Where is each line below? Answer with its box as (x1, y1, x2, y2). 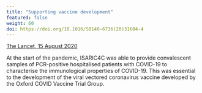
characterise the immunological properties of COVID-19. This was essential (6, 67, 196, 75)
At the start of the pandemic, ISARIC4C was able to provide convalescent (6, 54, 192, 61)
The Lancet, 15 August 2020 (6, 43, 78, 50)
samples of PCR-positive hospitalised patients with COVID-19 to (6, 61, 167, 68)
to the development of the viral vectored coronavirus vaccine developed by (6, 74, 196, 81)
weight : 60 (6, 20, 34, 26)
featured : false (6, 15, 48, 21)
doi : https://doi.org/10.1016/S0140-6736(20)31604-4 (6, 26, 144, 32)
